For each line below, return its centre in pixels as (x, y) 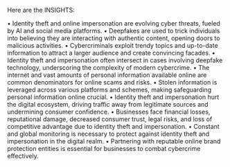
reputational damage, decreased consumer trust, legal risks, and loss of (110, 119)
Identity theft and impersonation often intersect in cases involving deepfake (115, 60)
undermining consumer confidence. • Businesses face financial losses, (109, 112)
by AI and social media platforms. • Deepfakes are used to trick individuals (114, 31)
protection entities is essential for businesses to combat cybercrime (104, 149)
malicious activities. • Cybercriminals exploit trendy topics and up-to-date (113, 45)
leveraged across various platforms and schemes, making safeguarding (109, 90)
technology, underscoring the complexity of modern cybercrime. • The (108, 68)
